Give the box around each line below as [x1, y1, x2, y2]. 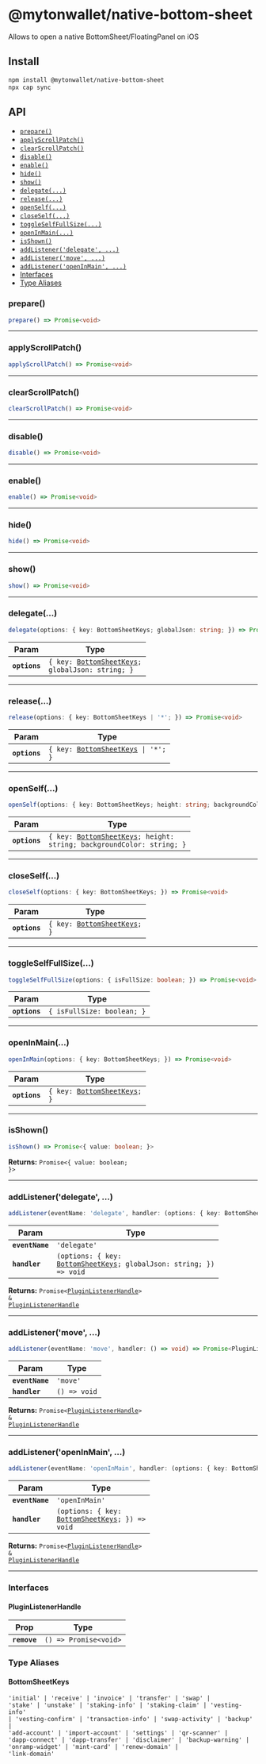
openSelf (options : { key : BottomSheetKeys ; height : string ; [8, 801, 211, 809]
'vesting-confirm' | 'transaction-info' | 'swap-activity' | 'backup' [15, 1716, 253, 1723]
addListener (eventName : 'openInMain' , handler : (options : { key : [8, 1465, 228, 1473]
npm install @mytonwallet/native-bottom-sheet [8, 75, 165, 84]
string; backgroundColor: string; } [48, 840, 187, 849]
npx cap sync [8, 83, 51, 91]
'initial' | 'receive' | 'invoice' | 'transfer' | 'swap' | [8, 1694, 211, 1703]
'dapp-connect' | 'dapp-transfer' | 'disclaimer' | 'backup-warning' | [8, 1736, 249, 1744]
